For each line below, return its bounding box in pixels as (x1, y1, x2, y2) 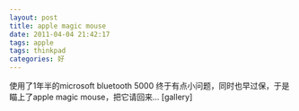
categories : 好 (9, 55, 65, 64)
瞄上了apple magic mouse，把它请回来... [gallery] (9, 91, 193, 102)
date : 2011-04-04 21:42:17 (9, 30, 110, 38)
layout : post (9, 13, 58, 22)
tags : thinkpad (9, 47, 66, 55)
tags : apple (9, 38, 54, 47)
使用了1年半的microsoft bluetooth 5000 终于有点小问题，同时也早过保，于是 (9, 81, 290, 90)
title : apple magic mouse (9, 21, 106, 30)
